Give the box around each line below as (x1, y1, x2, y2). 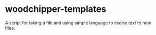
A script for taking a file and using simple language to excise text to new (5, 20, 151, 26)
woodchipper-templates (5, 3, 107, 15)
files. (5, 25, 15, 31)
